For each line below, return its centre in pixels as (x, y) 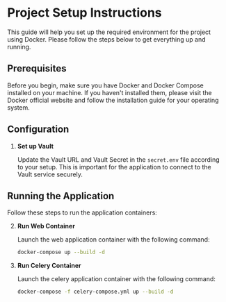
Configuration (38, 129)
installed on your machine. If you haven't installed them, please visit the (110, 92)
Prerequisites (37, 68)
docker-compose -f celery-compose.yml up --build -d (95, 292)
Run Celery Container (49, 266)
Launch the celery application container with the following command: (116, 279)
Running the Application (61, 196)
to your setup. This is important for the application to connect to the (114, 167)
